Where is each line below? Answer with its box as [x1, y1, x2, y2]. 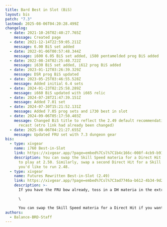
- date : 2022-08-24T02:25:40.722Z [9, 58, 81, 63]
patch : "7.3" [5, 16, 32, 21]
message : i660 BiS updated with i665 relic [14, 90, 106, 95]
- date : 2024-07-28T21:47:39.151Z [9, 95, 81, 100]
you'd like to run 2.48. [18, 164, 70, 169]
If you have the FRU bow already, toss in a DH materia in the [18, 187, 153, 192]
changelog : [5, 26, 28, 31]
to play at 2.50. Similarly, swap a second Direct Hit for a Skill [18, 159, 162, 164]
